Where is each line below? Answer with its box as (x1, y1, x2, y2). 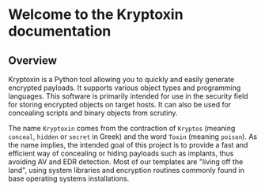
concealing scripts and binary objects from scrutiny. (8, 108, 178, 118)
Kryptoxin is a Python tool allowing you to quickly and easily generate (8, 75, 235, 84)
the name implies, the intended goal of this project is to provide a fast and (8, 140, 248, 149)
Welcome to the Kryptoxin (8, 6, 184, 24)
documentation (8, 22, 112, 40)
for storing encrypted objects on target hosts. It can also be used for (8, 100, 232, 109)
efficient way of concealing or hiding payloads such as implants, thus (8, 148, 234, 158)
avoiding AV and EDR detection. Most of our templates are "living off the (8, 157, 244, 167)
